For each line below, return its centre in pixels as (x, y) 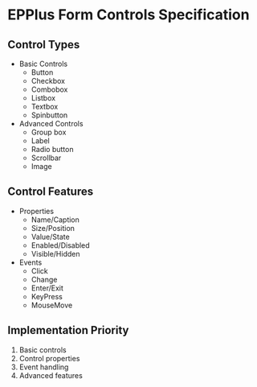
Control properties (49, 358)
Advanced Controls (51, 124)
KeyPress (47, 296)
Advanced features (51, 375)
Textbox (45, 107)
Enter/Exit (47, 288)
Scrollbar (46, 158)
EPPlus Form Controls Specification (128, 15)
